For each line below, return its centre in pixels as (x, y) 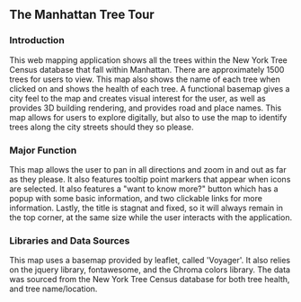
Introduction (37, 40)
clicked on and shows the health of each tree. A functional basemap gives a (150, 88)
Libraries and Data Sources (70, 240)
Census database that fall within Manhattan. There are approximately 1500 (147, 69)
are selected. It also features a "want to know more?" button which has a (144, 189)
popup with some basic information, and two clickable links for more (136, 198)
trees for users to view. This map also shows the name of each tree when (145, 79)
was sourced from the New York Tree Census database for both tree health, (150, 280)
